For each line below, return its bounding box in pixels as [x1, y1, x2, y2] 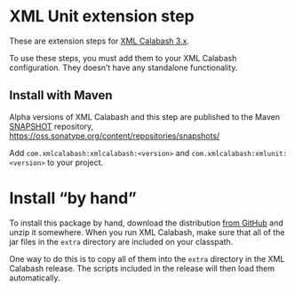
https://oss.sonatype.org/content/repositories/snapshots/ [9, 130, 220, 141]
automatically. [9, 272, 60, 283]
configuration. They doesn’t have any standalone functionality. [9, 62, 238, 73]
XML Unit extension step [9, 6, 195, 27]
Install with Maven [9, 88, 113, 103]
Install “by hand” [9, 188, 137, 208]
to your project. [47, 157, 104, 168]
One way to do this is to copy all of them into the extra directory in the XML [9, 253, 285, 264]
